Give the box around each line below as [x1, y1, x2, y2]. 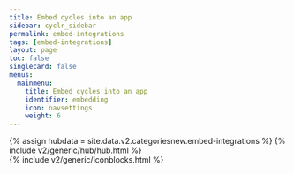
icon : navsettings [25, 103, 93, 112]
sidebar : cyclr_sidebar [9, 21, 97, 30]
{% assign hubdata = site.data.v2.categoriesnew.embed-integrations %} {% [9, 136, 286, 147]
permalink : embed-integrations [9, 29, 124, 38]
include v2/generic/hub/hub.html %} [9, 145, 142, 155]
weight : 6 [25, 111, 62, 120]
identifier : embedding [25, 95, 109, 104]
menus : [9, 71, 34, 79]
